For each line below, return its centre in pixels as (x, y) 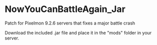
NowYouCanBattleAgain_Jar (65, 9)
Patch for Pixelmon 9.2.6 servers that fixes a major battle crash (70, 23)
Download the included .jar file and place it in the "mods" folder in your (78, 32)
